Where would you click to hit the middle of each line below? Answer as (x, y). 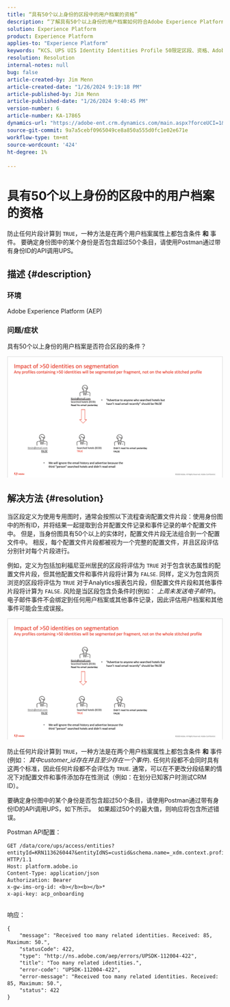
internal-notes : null (38, 65)
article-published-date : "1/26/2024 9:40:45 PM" (78, 102)
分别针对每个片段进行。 (40, 550)
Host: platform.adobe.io (42, 866)
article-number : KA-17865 (44, 116)
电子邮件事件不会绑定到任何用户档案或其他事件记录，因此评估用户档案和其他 (115, 600)
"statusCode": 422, (47, 949)
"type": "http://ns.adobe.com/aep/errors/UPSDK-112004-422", (108, 956)
